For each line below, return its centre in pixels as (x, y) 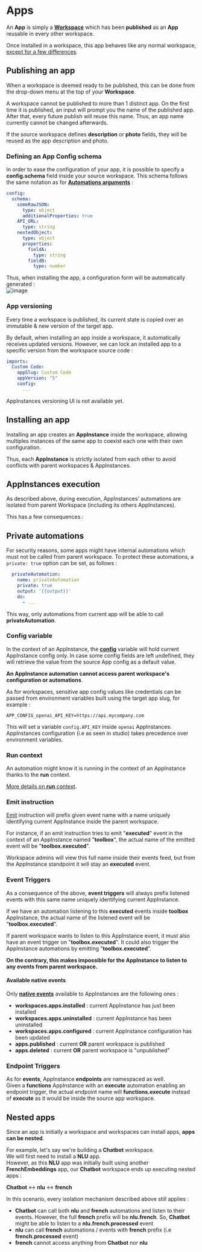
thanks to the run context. (39, 775)
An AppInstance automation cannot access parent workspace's (88, 673)
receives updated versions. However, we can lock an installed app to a (94, 344)
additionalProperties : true (58, 216)
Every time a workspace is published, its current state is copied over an (95, 319)
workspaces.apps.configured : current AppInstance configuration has (103, 1031)
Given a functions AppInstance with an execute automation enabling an (96, 1085)
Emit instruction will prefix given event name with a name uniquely (88, 815)
